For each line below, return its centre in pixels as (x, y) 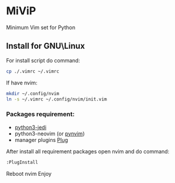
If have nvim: (22, 83)
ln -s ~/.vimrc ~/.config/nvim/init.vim (57, 99)
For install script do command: (43, 60)
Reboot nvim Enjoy (29, 173)
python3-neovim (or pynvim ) (50, 133)
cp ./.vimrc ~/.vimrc (33, 71)
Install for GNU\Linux (46, 46)
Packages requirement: (40, 114)
